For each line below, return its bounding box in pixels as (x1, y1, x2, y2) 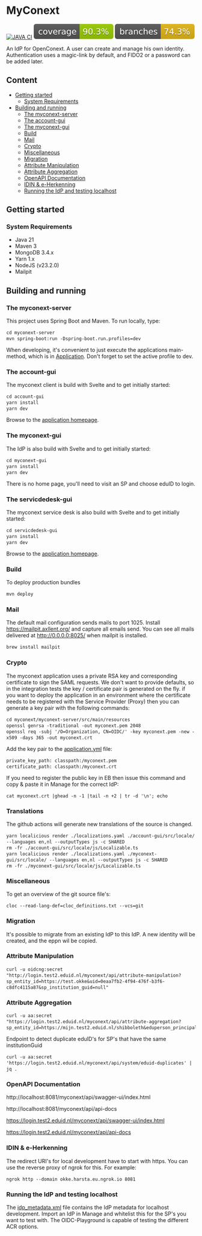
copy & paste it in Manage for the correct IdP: (6, 780, 119, 788)
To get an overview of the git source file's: (6, 891, 111, 898)
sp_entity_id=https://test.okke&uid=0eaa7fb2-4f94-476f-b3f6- (6, 978, 165, 984)
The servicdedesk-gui (6, 495, 72, 503)
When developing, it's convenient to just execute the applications (6, 347, 168, 354)
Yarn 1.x (14, 255, 35, 262)
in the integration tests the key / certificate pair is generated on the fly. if (6, 685, 185, 692)
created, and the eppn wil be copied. (6, 937, 97, 944)
